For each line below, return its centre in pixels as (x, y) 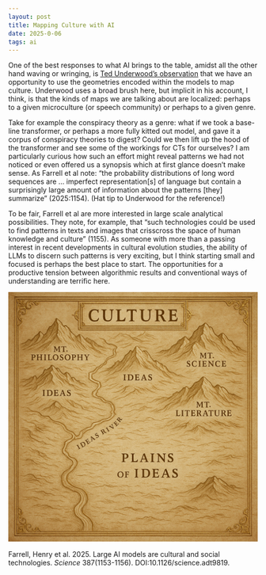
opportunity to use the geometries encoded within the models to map (122, 82)
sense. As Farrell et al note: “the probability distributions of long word (122, 173)
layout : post (30, 17)
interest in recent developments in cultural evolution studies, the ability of (128, 248)
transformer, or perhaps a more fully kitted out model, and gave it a (131, 131)
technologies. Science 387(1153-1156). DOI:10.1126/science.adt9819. (119, 563)
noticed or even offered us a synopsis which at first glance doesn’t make (127, 165)
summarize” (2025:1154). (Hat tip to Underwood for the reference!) (117, 199)
